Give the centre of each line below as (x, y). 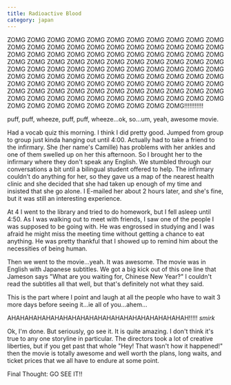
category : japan (30, 20)
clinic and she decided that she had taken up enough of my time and (104, 184)
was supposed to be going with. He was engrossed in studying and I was (111, 226)
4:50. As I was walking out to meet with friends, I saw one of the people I (111, 219)
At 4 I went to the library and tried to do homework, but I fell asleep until (109, 212)
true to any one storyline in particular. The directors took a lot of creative (110, 338)
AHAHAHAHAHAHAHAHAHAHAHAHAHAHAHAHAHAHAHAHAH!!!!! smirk (111, 317)
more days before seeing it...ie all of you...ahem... (77, 304)
